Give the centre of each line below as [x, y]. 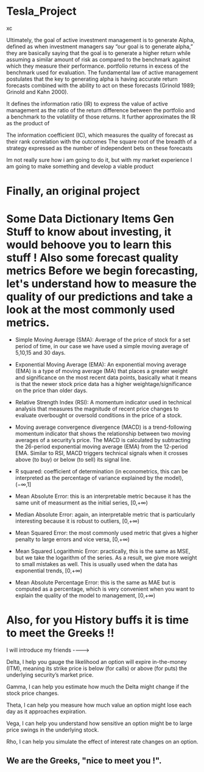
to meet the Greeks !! [60, 633]
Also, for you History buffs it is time [97, 620]
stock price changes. [33, 693]
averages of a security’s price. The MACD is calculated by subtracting [103, 440]
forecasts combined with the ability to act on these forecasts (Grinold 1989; [101, 85]
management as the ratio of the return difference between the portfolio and [101, 110]
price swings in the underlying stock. [53, 730]
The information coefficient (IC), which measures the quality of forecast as [100, 135]
